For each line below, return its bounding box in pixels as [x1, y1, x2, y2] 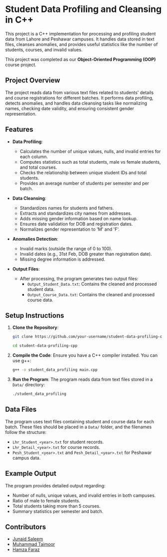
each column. [19, 154, 48, 160]
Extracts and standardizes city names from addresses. [19, 210, 132, 216]
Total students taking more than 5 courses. [12, 503, 101, 509]
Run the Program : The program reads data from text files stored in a [12, 376, 153, 382]
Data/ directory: [12, 382, 45, 387]
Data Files [5, 405, 37, 414]
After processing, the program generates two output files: [19, 275, 139, 281]
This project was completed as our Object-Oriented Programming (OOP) [5, 56, 156, 62]
